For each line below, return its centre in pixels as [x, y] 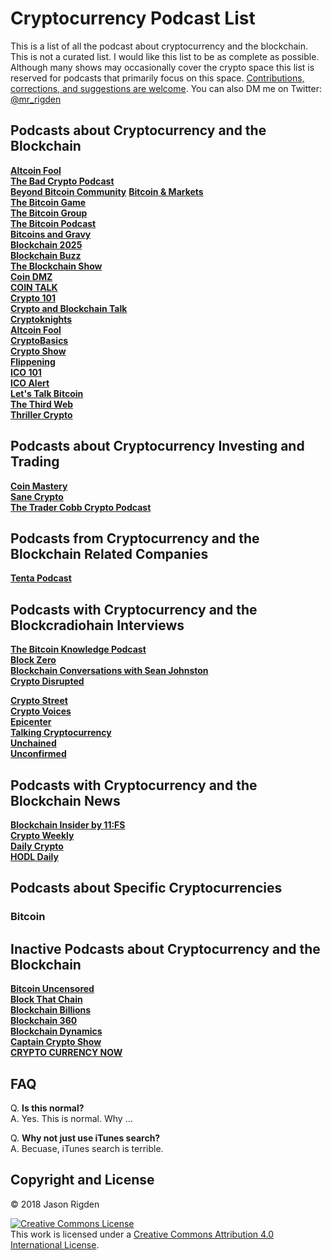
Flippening [33, 361]
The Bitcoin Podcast [53, 223]
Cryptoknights [41, 319]
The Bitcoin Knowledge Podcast [78, 649]
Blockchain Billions [51, 1010]
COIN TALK [34, 287]
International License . [55, 1244]
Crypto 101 [33, 298]
